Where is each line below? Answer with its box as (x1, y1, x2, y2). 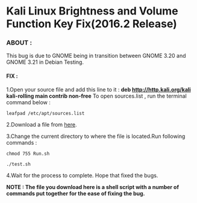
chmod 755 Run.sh (6, 151, 50, 157)
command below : (6, 98, 51, 106)
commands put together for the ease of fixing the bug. (6, 190, 146, 197)
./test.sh (6, 161, 31, 167)
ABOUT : (6, 39, 32, 47)
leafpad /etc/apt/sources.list (6, 110, 85, 116)
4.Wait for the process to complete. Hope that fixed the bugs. (6, 172, 158, 179)
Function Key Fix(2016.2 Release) (6, 17, 178, 31)
